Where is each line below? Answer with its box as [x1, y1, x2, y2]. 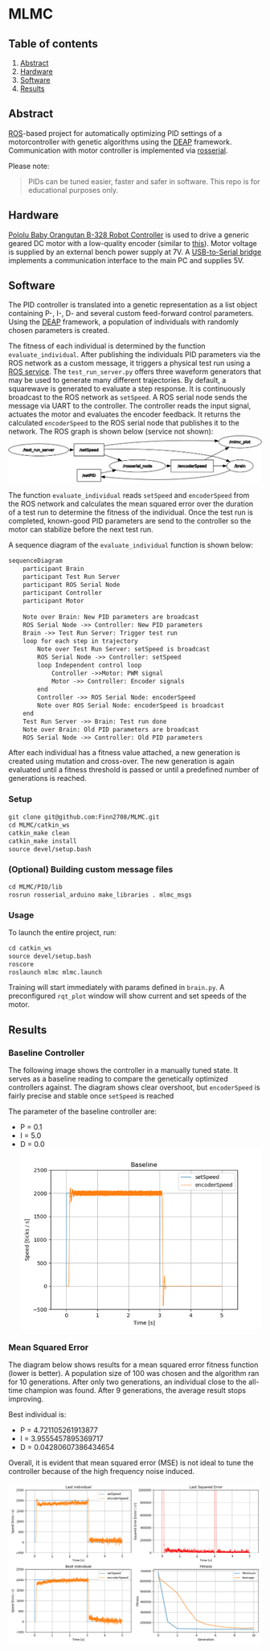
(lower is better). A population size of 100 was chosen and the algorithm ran [8, 1369, 260, 1378]
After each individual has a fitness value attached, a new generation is [8, 748, 241, 758]
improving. [8, 1394, 44, 1404]
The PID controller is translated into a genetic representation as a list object [8, 300, 258, 310]
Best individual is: [8, 1410, 67, 1419]
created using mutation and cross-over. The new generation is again [8, 757, 235, 766]
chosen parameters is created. [8, 326, 110, 335]
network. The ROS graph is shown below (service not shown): [8, 427, 214, 437]
